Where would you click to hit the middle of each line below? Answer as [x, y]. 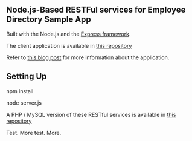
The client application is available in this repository [69, 45]
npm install [20, 91]
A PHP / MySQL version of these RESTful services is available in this [91, 114]
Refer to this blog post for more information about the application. [88, 57]
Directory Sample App [49, 20]
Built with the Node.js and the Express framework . [69, 34]
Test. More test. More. [34, 133]
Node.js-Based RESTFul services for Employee [96, 10]
